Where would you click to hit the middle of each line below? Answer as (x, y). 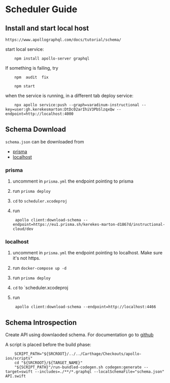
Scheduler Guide (41, 9)
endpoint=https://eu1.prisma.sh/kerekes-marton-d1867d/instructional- (89, 225)
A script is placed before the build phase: (48, 345)
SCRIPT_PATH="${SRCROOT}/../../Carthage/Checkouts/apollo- (78, 354)
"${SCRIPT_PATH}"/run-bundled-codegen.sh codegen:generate (78, 367)
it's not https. (26, 258)
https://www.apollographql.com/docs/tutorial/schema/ (63, 40)
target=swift (19, 372)
